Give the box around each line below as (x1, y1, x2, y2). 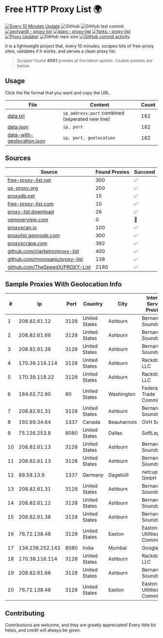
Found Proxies (95, 168, 130, 175)
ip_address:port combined (63, 109, 125, 116)
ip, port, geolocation (63, 135, 115, 141)
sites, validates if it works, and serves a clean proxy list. (5, 48, 116, 54)
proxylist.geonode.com (7, 232, 60, 239)
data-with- (7, 131, 34, 138)
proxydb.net (7, 193, 35, 199)
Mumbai (108, 545, 127, 551)
